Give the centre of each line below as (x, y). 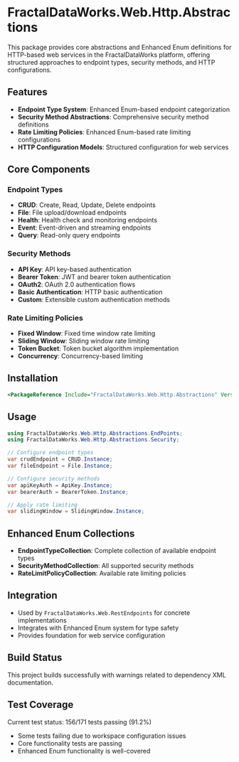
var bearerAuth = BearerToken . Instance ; (68, 492)
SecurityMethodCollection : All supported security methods (106, 566)
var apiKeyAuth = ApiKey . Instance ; (60, 485)
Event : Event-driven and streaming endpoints (84, 227)
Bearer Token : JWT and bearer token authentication (94, 277)
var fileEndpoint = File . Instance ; (60, 466)
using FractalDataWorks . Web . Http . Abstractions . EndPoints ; (95, 433)
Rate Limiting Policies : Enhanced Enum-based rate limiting (104, 132)
